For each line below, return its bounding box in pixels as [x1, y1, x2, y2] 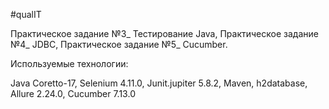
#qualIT [10, 9, 42, 20]
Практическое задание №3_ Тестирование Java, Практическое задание [10, 28, 319, 39]
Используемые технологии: [10, 58, 129, 69]
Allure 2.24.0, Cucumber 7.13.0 [10, 88, 136, 99]
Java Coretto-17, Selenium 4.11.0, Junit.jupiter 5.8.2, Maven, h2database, [10, 77, 308, 89]
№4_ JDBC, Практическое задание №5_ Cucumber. [10, 39, 228, 50]
